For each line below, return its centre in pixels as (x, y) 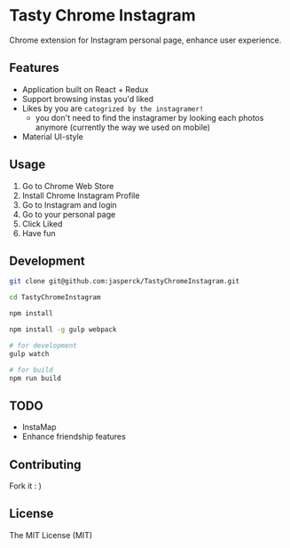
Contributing (45, 464)
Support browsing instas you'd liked (87, 99)
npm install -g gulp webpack (63, 330)
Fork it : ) (26, 486)
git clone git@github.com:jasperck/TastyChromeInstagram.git (125, 282)
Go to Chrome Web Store (68, 186)
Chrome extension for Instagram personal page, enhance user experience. (145, 40)
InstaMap (39, 427)
